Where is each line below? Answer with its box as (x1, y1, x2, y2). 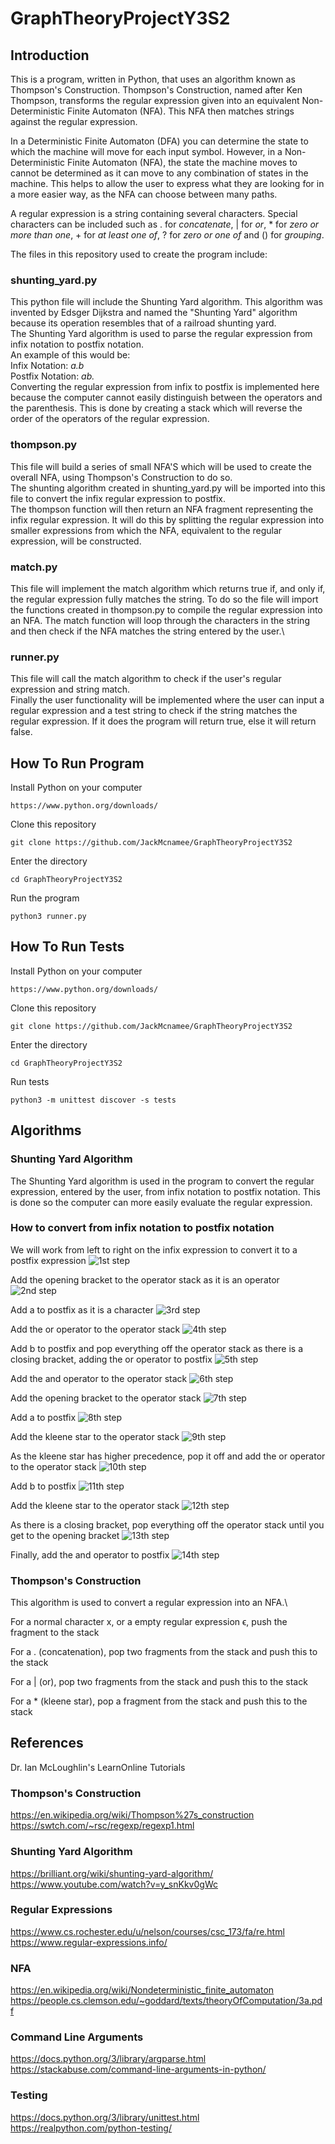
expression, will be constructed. (10, 535, 142, 547)
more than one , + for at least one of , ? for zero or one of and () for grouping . (10, 229, 325, 241)
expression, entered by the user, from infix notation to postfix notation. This (10, 1185, 321, 1197)
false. (10, 726, 33, 738)
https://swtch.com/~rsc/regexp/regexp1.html (10, 1820, 195, 1832)
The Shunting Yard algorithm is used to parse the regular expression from (10, 328, 313, 340)
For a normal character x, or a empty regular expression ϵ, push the (10, 1616, 288, 1628)
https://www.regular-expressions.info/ (10, 1936, 168, 1948)
